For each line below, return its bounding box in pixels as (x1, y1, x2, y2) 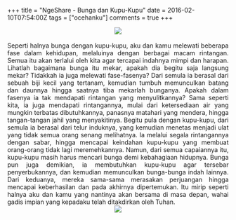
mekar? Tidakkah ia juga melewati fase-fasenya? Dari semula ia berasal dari (7, 71, 229, 79)
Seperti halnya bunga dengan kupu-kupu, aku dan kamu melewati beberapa (7, 41, 229, 50)
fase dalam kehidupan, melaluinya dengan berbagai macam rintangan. (7, 49, 229, 57)
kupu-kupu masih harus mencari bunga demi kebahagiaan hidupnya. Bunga (7, 153, 229, 161)
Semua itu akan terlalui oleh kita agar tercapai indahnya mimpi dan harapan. (7, 56, 229, 64)
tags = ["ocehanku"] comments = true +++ (48, 13, 173, 22)
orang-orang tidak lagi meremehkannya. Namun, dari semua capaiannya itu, (7, 146, 229, 153)
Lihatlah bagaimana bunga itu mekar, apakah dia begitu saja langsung (7, 64, 229, 72)
